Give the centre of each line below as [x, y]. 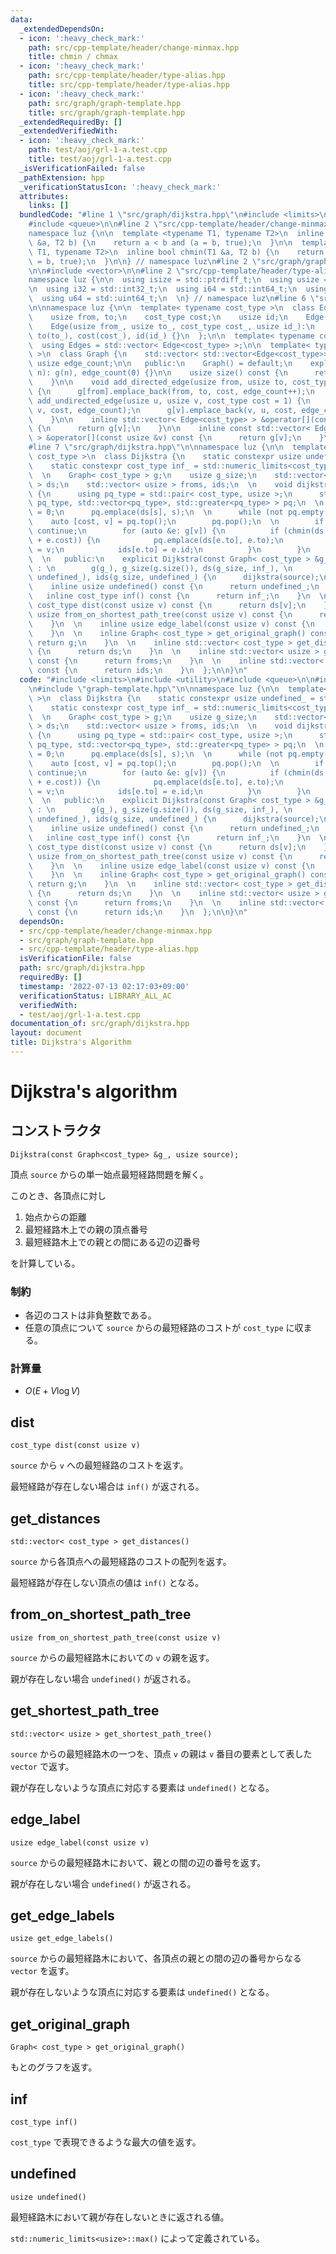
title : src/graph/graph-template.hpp [107, 112]
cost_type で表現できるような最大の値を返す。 [106, 2142]
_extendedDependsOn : [62, 29]
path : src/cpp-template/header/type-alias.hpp [127, 76]
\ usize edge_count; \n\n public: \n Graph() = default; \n [160, 364]
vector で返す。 [42, 1766]
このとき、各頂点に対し [58, 1195]
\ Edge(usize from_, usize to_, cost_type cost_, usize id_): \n [171, 326]
